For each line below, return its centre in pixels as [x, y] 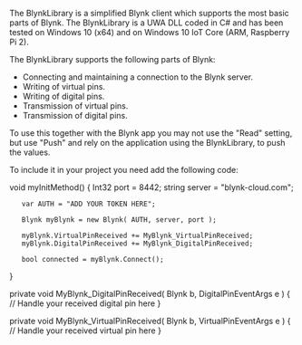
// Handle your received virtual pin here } [85, 331]
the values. [30, 152]
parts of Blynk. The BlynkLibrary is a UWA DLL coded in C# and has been [146, 23]
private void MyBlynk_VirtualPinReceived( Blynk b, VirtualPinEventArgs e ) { [150, 321]
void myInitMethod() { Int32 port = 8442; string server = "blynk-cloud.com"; [151, 187]
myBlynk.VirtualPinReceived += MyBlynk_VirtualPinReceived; [137, 235]
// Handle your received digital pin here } [85, 303]
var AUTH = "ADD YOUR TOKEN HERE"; [88, 204]
